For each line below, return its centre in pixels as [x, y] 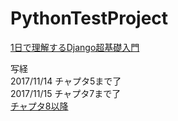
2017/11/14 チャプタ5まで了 [66, 81]
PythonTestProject [89, 18]
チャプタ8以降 [39, 106]
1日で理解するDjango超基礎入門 [75, 47]
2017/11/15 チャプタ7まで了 [66, 93]
